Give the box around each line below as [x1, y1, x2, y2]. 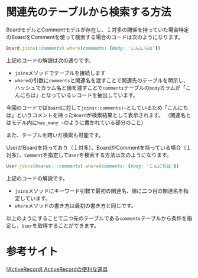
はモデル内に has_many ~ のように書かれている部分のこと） [6, 119, 147, 126]
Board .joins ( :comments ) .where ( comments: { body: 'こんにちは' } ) [6, 45, 161, 51]
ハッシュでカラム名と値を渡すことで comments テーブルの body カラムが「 [14, 84, 186, 91]
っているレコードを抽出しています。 [51, 91, 138, 98]
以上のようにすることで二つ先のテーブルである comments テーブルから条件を [6, 214, 187, 222]
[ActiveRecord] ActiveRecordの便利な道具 [6, 266, 108, 273]
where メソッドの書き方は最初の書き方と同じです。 [14, 202, 137, 209]
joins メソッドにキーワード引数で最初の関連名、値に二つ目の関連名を [14, 187, 184, 194]
